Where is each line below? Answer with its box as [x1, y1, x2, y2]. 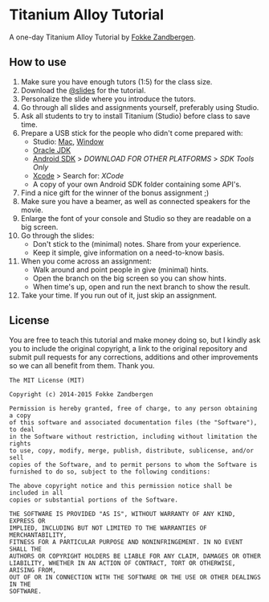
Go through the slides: [20, 231, 95, 240]
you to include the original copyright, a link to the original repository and [9, 343, 247, 353]
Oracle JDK [32, 145, 71, 154]
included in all [9, 489, 63, 497]
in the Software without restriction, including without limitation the [9, 432, 258, 440]
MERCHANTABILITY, [9, 530, 67, 539]
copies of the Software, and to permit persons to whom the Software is [9, 461, 258, 469]
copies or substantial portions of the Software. [9, 496, 179, 504]
